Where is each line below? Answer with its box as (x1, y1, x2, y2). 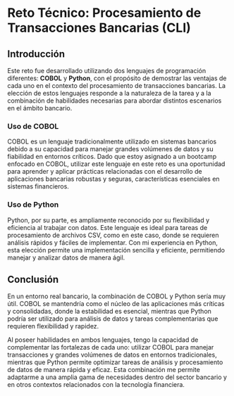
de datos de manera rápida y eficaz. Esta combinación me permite (7, 366, 201, 374)
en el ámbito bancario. (7, 104, 73, 112)
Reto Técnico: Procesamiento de (7, 5, 202, 21)
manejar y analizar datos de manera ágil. (7, 253, 125, 262)
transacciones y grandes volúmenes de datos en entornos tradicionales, (7, 350, 217, 359)
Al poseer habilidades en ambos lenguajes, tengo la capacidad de (7, 336, 199, 344)
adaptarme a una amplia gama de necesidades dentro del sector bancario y (7, 373, 228, 381)
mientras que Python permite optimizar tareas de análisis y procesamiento (7, 358, 223, 366)
